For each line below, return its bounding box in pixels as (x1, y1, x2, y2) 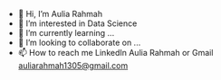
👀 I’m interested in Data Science (17, 18, 138, 29)
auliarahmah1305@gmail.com (17, 60, 129, 71)
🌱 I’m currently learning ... (17, 28, 115, 38)
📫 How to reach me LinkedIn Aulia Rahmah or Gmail (17, 48, 214, 58)
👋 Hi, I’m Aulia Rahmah (17, 9, 103, 19)
